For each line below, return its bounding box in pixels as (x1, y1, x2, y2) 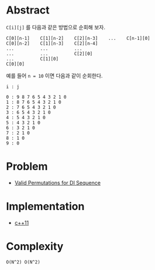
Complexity (6, 240, 64, 253)
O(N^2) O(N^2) (6, 259, 41, 265)
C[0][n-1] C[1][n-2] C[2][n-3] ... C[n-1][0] (6, 35, 150, 41)
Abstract (6, 4, 50, 17)
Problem (6, 160, 48, 173)
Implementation (6, 200, 85, 213)
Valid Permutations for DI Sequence (14, 179, 101, 186)
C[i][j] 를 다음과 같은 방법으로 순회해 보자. (6, 23, 105, 31)
